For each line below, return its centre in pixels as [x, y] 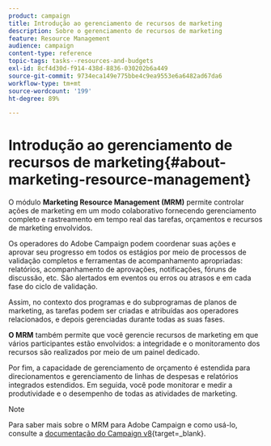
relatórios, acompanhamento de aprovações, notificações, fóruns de [123, 269]
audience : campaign [41, 46]
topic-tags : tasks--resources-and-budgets [81, 61]
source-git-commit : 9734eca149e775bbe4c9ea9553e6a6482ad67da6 [115, 76]
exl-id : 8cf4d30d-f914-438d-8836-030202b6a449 [88, 69]
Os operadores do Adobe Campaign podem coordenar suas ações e [122, 244]
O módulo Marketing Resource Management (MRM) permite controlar [126, 202]
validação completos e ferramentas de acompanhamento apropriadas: [125, 261]
